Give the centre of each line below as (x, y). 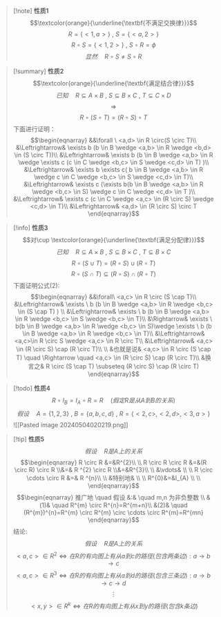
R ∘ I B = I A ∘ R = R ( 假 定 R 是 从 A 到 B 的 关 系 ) (114, 401)
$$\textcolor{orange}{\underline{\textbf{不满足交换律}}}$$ (114, 23)
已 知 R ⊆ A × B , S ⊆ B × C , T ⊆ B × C (114, 252)
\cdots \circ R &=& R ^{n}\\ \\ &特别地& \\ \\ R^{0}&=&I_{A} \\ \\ (114, 478)
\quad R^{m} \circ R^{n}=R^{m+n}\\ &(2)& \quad (120, 505)
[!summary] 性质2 (38, 71)
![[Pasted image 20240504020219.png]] (70, 424)
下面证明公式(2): (36, 285)
